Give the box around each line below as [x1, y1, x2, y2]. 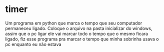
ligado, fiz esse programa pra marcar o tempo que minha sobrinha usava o [5, 36, 159, 42]
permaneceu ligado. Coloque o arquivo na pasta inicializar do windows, [5, 25, 152, 31]
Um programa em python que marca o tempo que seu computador [5, 20, 142, 26]
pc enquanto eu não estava [5, 41, 61, 47]
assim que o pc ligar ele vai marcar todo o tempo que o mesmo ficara [5, 30, 148, 36]
